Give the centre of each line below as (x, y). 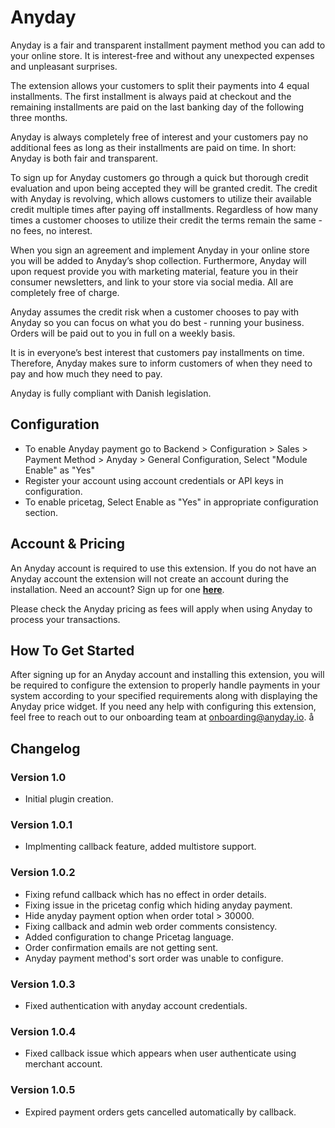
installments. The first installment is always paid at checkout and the (151, 96)
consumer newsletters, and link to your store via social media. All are (152, 282)
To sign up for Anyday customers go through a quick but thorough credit (159, 177)
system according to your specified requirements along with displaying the (164, 696)
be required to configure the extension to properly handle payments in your (165, 685)
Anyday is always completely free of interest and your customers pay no (159, 137)
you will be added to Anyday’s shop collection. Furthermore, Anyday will (158, 260)
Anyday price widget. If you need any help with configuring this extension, (163, 707)
